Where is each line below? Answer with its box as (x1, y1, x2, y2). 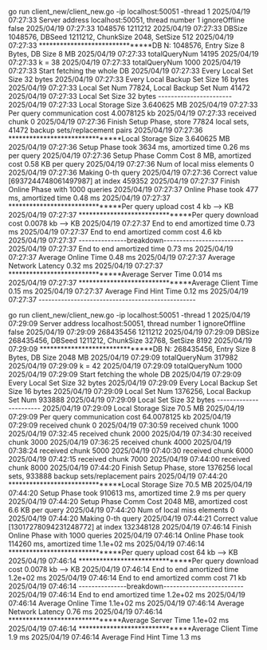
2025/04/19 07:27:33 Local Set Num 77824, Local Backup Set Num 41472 (8, 83, 251, 93)
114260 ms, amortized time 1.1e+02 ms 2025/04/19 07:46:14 (8, 539, 206, 549)
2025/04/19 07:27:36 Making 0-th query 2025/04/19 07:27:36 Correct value (8, 167, 257, 177)
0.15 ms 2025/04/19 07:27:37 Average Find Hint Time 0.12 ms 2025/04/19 (8, 286, 249, 296)
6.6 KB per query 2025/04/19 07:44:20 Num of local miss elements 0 (8, 506, 235, 514)
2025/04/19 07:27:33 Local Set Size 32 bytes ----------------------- (8, 92, 233, 100)
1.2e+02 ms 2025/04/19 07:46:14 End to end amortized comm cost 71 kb (8, 573, 247, 582)
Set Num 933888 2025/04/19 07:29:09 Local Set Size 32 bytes (8, 395, 215, 404)
